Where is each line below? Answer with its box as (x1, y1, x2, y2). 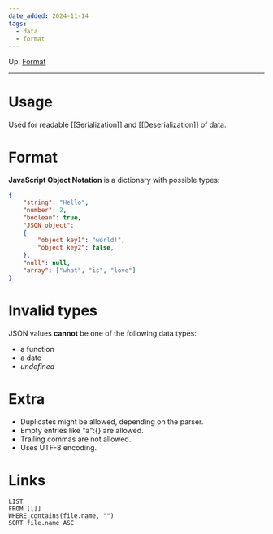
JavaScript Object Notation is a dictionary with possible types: (8, 176, 220, 185)
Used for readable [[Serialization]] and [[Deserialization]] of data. (8, 119, 227, 130)
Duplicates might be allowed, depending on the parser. (19, 416, 204, 427)
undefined (19, 361, 55, 371)
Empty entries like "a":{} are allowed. (19, 425, 144, 435)
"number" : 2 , (23, 206, 67, 214)
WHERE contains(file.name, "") (8, 512, 115, 520)
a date (19, 353, 42, 363)
